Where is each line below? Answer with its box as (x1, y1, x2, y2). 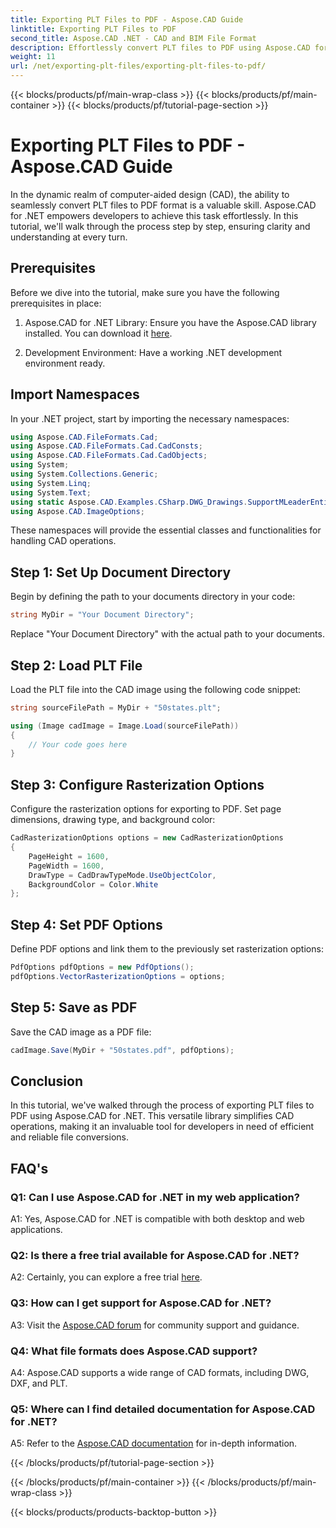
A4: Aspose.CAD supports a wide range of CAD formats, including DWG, (10, 1366, 310, 1378)
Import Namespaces (10, 386, 140, 403)
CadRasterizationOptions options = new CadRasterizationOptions (10, 833, 284, 843)
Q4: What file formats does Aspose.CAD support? (10, 1344, 258, 1358)
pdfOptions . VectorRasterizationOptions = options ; (10, 971, 226, 981)
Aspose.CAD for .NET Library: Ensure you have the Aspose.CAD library (24, 316, 317, 328)
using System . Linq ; (10, 478, 92, 488)
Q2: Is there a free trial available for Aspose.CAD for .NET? (10, 1248, 300, 1262)
